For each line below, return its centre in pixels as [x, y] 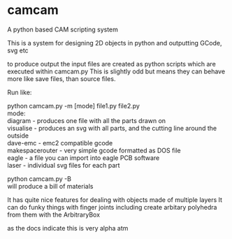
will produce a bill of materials [50, 186]
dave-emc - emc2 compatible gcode [60, 143]
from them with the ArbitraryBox [53, 215]
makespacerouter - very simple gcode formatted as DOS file [94, 150]
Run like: [20, 92]
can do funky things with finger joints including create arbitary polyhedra [112, 207]
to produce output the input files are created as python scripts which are [112, 64]
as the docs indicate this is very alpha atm [68, 228]
